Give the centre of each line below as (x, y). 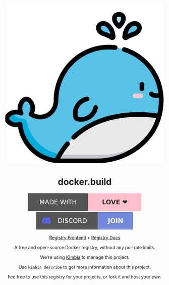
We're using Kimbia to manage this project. (85, 257)
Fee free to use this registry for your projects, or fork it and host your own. (85, 276)
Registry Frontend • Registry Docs (85, 238)
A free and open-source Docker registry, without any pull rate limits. (85, 247)
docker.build (85, 182)
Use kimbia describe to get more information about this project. (85, 267)
